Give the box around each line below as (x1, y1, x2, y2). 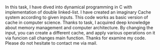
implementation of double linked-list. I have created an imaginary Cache (5, 9, 151, 15)
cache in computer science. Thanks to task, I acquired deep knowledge (5, 19, 150, 25)
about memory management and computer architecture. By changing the (5, 25, 154, 31)
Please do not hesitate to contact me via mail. (5, 40, 97, 46)
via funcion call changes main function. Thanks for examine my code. (5, 35, 146, 41)
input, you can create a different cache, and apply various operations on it (5, 30, 156, 35)
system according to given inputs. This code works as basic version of (5, 15, 149, 20)
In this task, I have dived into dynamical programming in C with (5, 4, 132, 10)
